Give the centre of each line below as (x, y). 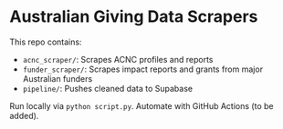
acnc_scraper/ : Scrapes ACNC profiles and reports (118, 59)
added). (24, 115)
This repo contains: (46, 42)
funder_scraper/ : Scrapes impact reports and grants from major (142, 69)
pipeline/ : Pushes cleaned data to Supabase (108, 88)
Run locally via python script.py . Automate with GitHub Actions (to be (141, 105)
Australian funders (58, 78)
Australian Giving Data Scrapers (134, 17)
